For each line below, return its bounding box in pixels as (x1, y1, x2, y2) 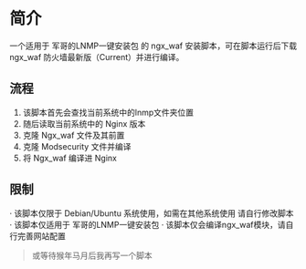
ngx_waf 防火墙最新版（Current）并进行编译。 (9, 51, 185, 62)
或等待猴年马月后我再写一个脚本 (31, 250, 153, 261)
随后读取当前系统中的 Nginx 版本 (22, 118, 146, 129)
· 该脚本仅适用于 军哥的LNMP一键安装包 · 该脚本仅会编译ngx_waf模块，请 (9, 219, 286, 230)
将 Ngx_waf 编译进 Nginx (22, 152, 117, 163)
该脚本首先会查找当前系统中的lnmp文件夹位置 (22, 107, 195, 118)
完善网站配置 (16, 230, 66, 242)
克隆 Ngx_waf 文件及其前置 (22, 129, 125, 140)
